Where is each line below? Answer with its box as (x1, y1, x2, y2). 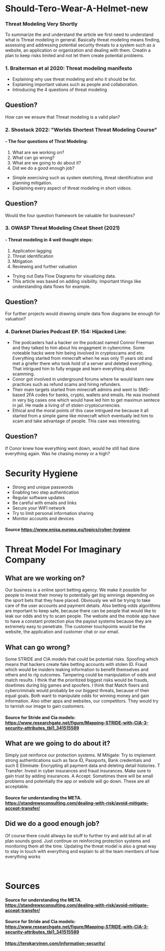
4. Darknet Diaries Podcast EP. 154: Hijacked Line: (5, 328, 127, 335)
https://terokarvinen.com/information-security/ (5, 940, 106, 946)
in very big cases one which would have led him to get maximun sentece (12, 397, 160, 403)
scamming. (12, 371, 35, 377)
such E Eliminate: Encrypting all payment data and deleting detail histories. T (5, 762, 160, 768)
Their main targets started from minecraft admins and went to (12, 386, 137, 392)
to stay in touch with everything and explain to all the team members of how (5, 848, 159, 854)
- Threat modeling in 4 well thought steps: (5, 237, 93, 243)
